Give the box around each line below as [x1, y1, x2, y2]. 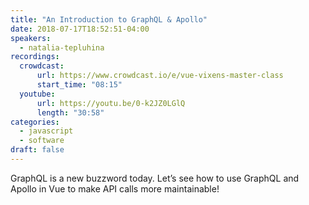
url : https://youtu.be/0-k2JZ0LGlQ [36, 98, 186, 108]
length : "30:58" [36, 107, 105, 118]
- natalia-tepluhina [19, 42, 105, 53]
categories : [10, 117, 60, 127]
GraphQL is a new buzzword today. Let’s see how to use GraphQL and [10, 172, 300, 184]
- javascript [19, 126, 74, 136]
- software [19, 136, 65, 146]
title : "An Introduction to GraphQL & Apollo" [10, 14, 208, 25]
